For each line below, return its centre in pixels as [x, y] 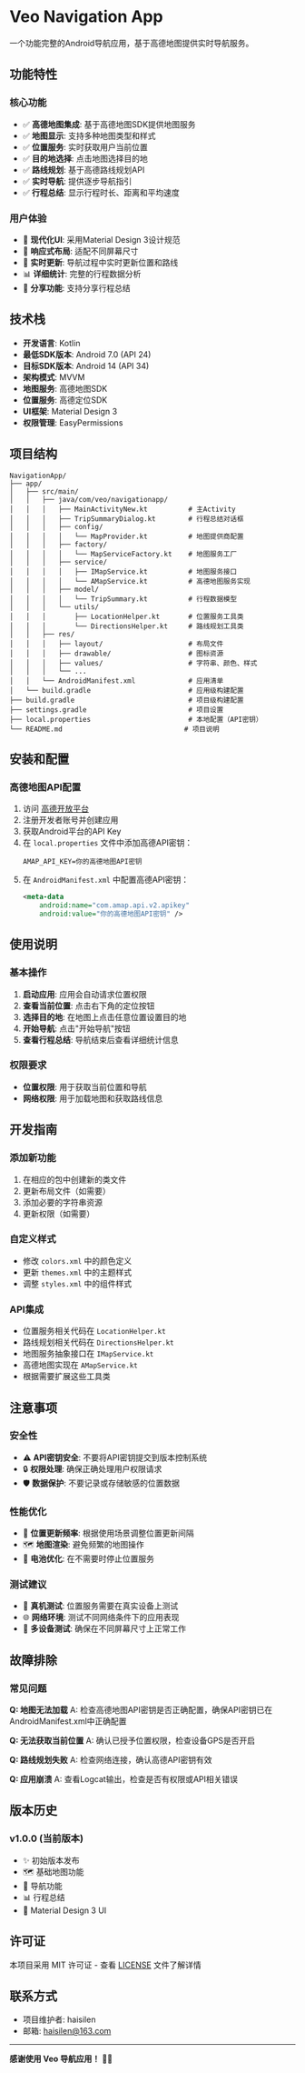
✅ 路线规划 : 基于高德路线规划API [84, 169]
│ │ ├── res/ [42, 634]
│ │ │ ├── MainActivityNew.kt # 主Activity [123, 509]
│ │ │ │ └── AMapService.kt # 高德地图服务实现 [130, 581]
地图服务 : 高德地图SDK [65, 388]
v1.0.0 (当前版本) [47, 1838]
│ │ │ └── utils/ [54, 606]
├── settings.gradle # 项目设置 [117, 710]
